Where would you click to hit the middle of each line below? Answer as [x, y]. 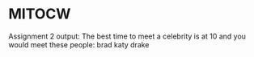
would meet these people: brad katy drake [79, 44]
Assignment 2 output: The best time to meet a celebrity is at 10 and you [127, 36]
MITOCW [40, 14]
